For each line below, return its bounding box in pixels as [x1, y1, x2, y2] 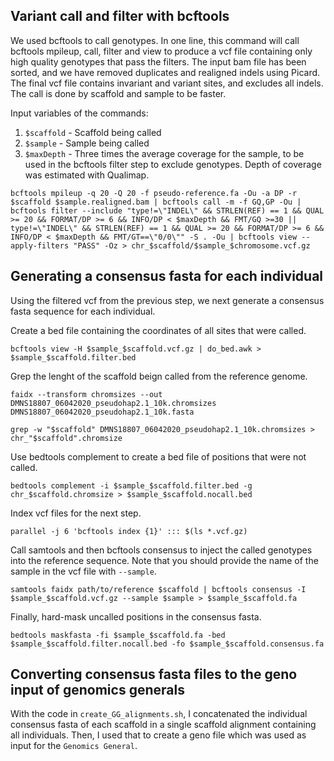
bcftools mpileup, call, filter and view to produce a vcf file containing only [10, 45, 313, 57]
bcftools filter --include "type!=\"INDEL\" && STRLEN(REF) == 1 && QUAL [10, 205, 325, 216]
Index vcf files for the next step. [10, 507, 142, 519]
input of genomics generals [10, 682, 185, 699]
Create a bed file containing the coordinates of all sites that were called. [10, 324, 307, 336]
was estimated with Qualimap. [24, 169, 150, 181]
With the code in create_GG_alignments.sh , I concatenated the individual [10, 708, 308, 720]
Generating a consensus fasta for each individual [10, 268, 324, 285]
